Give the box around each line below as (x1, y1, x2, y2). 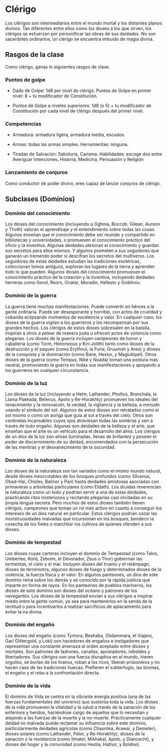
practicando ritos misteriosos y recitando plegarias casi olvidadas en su (5, 494, 153, 500)
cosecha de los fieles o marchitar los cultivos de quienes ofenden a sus (5, 521, 152, 527)
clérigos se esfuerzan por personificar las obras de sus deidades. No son (5, 30, 156, 36)
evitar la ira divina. (5, 608, 43, 614)
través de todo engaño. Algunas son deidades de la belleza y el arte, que (5, 422, 155, 428)
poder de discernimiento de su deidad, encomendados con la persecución (5, 438, 159, 444)
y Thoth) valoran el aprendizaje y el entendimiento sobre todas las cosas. (5, 226, 156, 232)
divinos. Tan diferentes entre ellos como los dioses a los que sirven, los (5, 25, 152, 31)
